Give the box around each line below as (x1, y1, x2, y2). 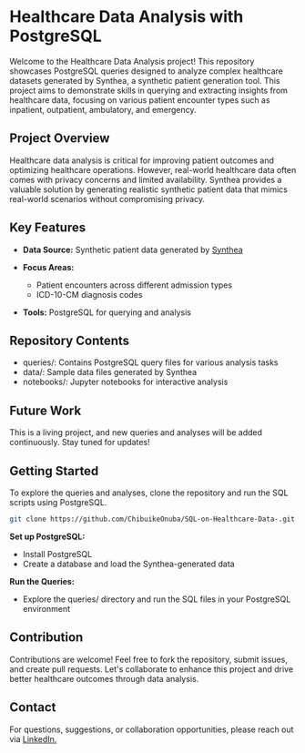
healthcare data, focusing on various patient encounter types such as (9, 94, 270, 106)
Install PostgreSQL (22, 548, 93, 559)
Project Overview (9, 130, 110, 147)
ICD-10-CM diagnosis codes (36, 289, 143, 300)
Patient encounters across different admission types (36, 280, 233, 290)
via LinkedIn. (9, 733, 57, 744)
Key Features (9, 220, 86, 236)
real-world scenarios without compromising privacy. (9, 193, 206, 204)
